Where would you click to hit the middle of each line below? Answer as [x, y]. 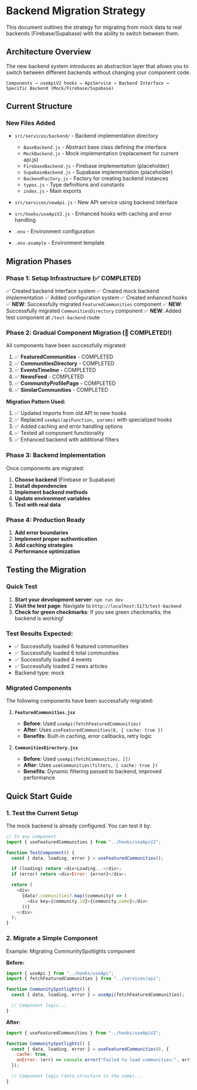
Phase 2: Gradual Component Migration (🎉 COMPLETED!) [89, 333]
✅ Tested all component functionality [59, 433]
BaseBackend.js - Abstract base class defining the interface [95, 147]
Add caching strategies [44, 545]
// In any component [31, 836]
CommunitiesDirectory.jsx [46, 748]
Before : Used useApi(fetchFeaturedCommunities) [82, 724]
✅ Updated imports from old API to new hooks [70, 413]
